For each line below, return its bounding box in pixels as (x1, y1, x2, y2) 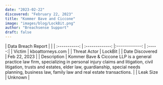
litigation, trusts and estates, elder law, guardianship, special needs (5, 64, 140, 70)
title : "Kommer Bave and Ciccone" (5, 16, 76, 21)
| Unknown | (5, 74, 30, 80)
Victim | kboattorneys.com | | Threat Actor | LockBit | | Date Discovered (13, 48, 158, 54)
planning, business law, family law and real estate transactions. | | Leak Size (5, 69, 158, 75)
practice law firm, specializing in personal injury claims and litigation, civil (5, 59, 153, 64)
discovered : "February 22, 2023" (5, 12, 73, 17)
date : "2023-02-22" (5, 7, 45, 12)
